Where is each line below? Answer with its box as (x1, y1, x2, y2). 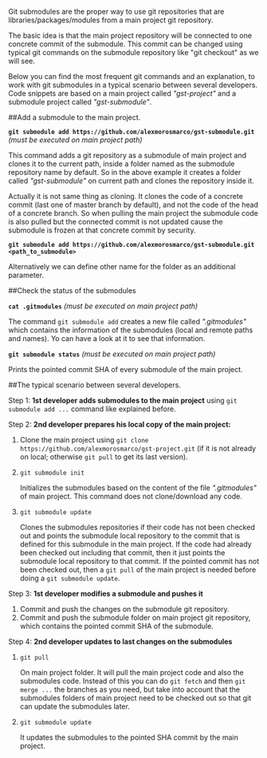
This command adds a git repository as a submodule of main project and (8, 151, 247, 160)
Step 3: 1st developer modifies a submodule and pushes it (8, 589, 203, 598)
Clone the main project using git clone (19, 435, 149, 444)
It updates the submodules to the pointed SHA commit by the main (19, 732, 239, 742)
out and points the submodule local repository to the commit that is (19, 531, 241, 540)
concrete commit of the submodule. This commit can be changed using (8, 39, 243, 49)
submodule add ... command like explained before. (8, 404, 177, 414)
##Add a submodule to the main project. (8, 113, 141, 122)
